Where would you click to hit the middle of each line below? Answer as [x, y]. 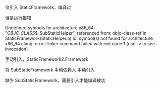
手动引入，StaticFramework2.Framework [47, 59]
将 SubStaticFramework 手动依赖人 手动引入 [50, 70]
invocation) [17, 49]
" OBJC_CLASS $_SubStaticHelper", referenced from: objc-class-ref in [76, 33]
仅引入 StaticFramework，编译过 [38, 7]
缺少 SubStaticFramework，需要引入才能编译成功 [55, 80]
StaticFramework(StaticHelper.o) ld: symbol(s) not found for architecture [79, 38]
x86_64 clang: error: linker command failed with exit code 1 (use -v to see [80, 44]
